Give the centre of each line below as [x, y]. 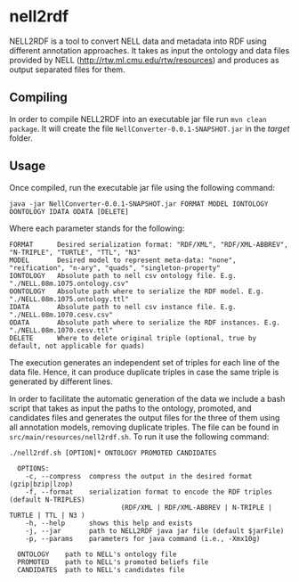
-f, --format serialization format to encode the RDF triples [149, 492]
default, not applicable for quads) [77, 346]
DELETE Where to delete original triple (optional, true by [133, 338]
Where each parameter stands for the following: [97, 228]
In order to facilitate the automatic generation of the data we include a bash [147, 398]
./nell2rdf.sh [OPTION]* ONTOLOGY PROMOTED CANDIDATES [113, 453]
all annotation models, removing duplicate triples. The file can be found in [144, 427]
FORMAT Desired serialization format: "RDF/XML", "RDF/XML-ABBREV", [149, 244]
